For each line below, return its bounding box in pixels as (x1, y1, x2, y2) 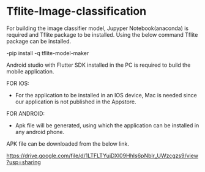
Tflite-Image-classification (6, 4, 147, 18)
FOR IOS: (6, 80, 29, 87)
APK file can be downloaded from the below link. (6, 140, 130, 148)
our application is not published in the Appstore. (15, 98, 136, 105)
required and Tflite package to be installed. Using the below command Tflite (6, 31, 198, 38)
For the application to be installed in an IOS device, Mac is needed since (15, 91, 198, 99)
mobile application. (6, 67, 54, 75)
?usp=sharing (6, 158, 41, 166)
